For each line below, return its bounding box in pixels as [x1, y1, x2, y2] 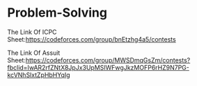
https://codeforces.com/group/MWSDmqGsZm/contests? [25, 55, 191, 64]
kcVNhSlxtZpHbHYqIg [7, 71, 71, 79]
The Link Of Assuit [7, 49, 61, 57]
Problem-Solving [7, 5, 108, 21]
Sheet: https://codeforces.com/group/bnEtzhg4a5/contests [7, 35, 176, 43]
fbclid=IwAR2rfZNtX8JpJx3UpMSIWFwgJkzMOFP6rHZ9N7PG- [7, 63, 189, 71]
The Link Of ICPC [7, 28, 57, 36]
